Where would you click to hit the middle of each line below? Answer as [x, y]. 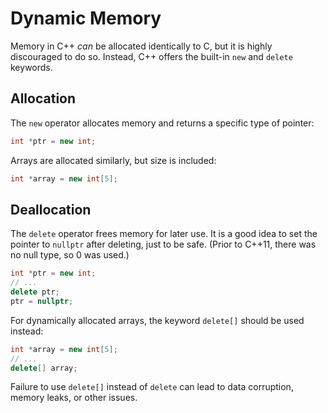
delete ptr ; [35, 292]
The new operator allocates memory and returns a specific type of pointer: [162, 123]
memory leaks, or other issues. [74, 398]
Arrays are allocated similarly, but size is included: [113, 160]
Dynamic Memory [86, 18]
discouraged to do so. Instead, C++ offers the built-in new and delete [151, 56]
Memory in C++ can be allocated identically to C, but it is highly [141, 46]
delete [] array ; [44, 368]
